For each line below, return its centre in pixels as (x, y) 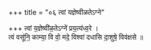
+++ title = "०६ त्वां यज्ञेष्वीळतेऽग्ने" (57, 12)
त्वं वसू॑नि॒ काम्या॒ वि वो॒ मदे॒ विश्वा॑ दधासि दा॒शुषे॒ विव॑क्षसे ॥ (76, 37)
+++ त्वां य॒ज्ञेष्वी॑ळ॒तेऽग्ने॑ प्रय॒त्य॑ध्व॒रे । (53, 28)
